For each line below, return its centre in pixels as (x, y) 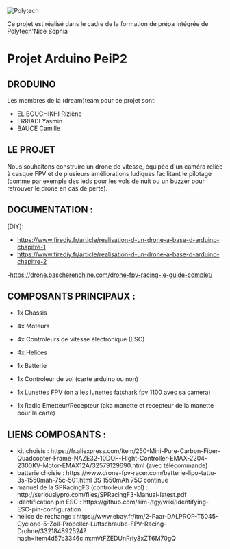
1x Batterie (32, 366)
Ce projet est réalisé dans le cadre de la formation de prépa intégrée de (108, 24)
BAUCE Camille (39, 128)
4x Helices (32, 352)
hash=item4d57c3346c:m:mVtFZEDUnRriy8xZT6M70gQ (97, 539)
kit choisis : (33, 451)
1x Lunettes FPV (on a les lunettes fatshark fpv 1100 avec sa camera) (114, 392)
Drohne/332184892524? (52, 531)
